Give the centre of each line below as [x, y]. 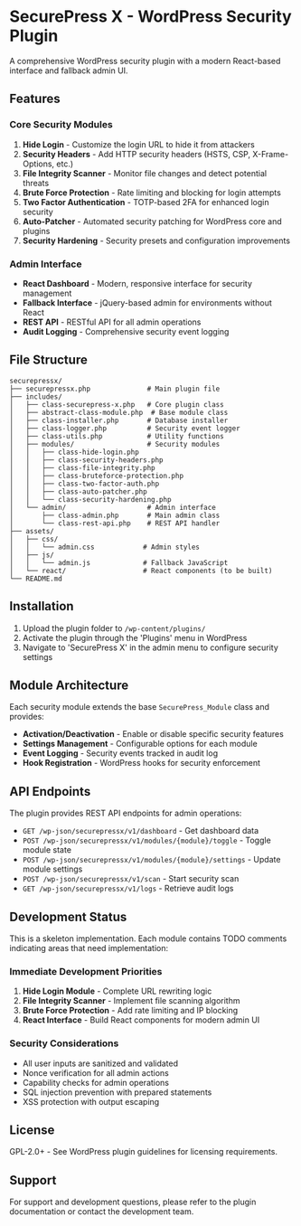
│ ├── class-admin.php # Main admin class [115, 515]
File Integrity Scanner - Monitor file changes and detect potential [145, 173]
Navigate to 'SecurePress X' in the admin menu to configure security [150, 647]
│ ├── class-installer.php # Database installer [119, 420]
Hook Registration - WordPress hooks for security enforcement [141, 763]
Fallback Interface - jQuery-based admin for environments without [147, 302]
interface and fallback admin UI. [69, 71]
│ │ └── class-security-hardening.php [90, 499]
